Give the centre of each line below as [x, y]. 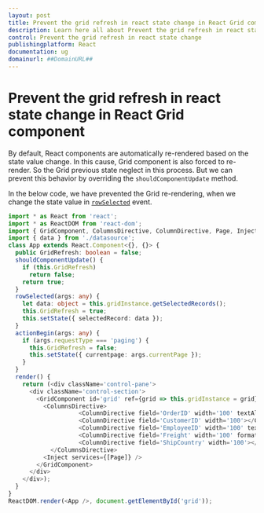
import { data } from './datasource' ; [71, 238]
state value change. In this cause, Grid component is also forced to [117, 161]
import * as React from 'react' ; [63, 216]
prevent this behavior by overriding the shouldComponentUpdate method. [123, 178]
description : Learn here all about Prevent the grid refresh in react [126, 30]
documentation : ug [38, 52]
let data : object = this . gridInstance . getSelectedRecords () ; [124, 304]
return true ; [44, 282]
